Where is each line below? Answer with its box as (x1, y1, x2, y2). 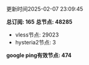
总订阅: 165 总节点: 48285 (6, 18, 73, 26)
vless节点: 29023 (15, 31, 59, 38)
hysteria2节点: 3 (15, 39, 56, 46)
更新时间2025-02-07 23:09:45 (6, 5, 84, 12)
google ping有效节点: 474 (6, 52, 72, 59)
